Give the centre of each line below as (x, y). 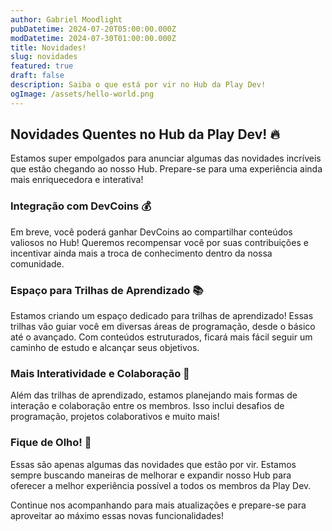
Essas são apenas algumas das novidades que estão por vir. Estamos (153, 464)
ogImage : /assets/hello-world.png (82, 94)
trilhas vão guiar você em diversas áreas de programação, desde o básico (163, 327)
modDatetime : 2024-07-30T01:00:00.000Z (93, 38)
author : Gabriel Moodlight (66, 19)
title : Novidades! (48, 47)
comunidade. (37, 263)
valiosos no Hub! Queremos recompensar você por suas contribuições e (159, 242)
